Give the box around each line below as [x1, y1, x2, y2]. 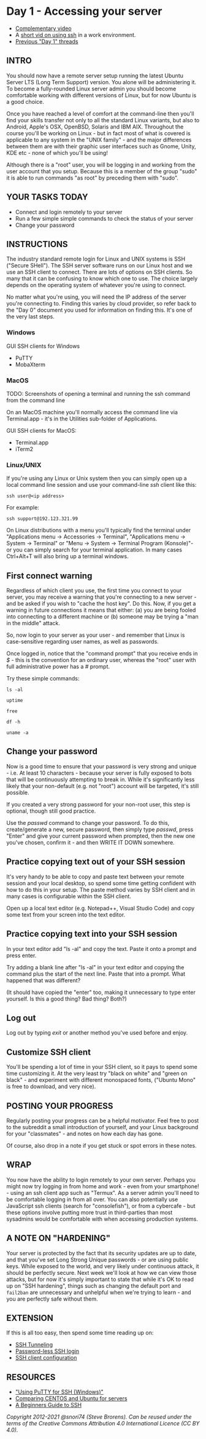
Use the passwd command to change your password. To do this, [6, 819, 170, 826]
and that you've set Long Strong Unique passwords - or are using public [6, 1256, 189, 1263]
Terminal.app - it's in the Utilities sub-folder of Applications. [6, 415, 158, 422]
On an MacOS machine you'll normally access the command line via [6, 408, 178, 416]
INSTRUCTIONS [6, 239, 69, 250]
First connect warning [6, 570, 93, 581]
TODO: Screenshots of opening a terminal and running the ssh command [6, 390, 191, 397]
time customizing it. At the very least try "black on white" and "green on [6, 1070, 188, 1077]
